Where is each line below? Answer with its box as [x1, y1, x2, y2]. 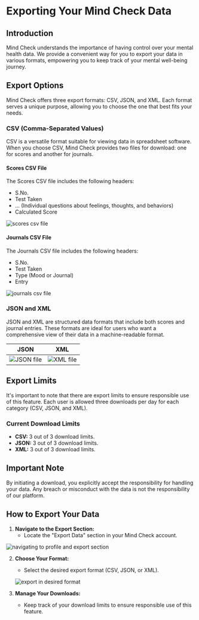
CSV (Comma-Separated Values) [6, 124, 104, 133]
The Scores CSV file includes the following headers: [6, 178, 134, 185]
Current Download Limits [6, 419, 81, 427]
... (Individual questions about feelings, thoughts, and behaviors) [14, 202, 174, 209]
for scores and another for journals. [6, 151, 94, 158]
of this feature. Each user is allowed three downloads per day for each [6, 398, 179, 405]
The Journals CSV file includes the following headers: [6, 247, 139, 254]
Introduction [6, 28, 54, 38]
